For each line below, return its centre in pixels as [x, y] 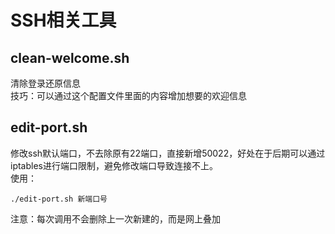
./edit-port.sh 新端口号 [59, 199]
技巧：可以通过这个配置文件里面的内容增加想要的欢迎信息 [128, 95]
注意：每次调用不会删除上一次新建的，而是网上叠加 [115, 218]
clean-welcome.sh [70, 57]
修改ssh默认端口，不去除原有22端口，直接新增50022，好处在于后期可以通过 [168, 153]
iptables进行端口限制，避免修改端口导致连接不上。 [114, 165]
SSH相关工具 [63, 20]
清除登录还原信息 [45, 83]
